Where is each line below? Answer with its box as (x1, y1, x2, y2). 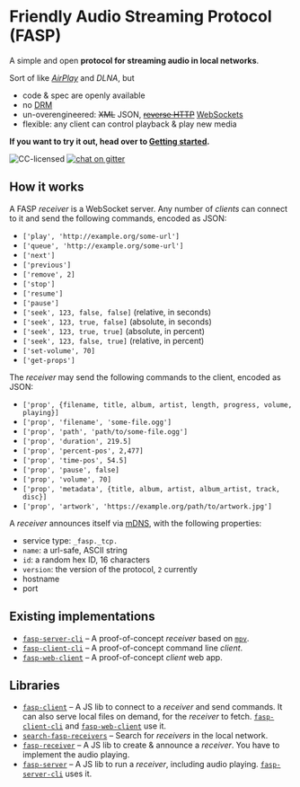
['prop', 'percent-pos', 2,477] (22, 447, 144, 455)
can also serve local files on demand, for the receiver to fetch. (22, 712, 252, 722)
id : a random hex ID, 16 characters (22, 554, 151, 565)
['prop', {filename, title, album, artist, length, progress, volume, (22, 400, 293, 410)
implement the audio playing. (22, 749, 130, 760)
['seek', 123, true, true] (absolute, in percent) (22, 325, 205, 336)
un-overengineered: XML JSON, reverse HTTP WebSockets (22, 109, 244, 119)
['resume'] (22, 289, 64, 298)
